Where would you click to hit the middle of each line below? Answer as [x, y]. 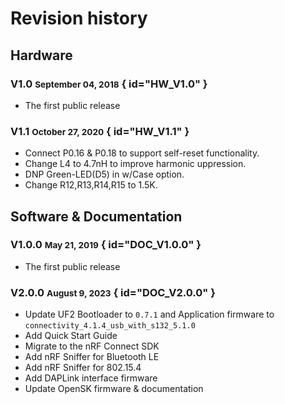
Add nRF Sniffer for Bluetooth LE [92, 357]
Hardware [41, 55]
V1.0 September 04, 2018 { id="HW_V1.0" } [109, 84]
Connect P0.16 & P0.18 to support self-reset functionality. [142, 153]
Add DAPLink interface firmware [91, 378]
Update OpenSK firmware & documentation [114, 389]
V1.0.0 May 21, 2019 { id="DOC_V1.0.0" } [106, 245]
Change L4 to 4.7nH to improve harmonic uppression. [135, 164]
